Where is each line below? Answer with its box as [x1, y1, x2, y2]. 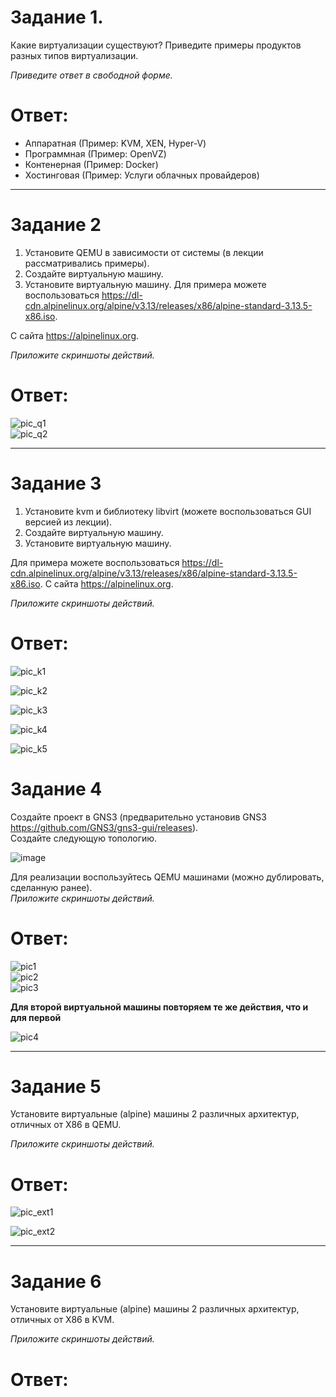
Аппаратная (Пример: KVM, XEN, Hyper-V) [24, 137, 207, 149]
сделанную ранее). [10, 881, 93, 893]
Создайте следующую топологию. [10, 832, 158, 844]
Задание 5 [10, 1075, 102, 1098]
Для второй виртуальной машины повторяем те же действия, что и [10, 1001, 309, 1013]
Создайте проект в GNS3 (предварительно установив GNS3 [10, 811, 267, 823]
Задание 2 [10, 214, 102, 236]
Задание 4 [10, 777, 103, 800]
